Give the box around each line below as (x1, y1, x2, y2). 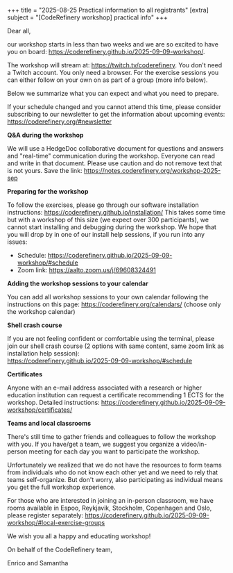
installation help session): (7, 349, 80, 357)
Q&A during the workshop (7, 131, 84, 139)
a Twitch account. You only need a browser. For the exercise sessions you (7, 69, 219, 76)
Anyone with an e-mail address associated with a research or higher (7, 383, 202, 392)
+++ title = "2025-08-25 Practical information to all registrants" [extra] (7, 6, 209, 14)
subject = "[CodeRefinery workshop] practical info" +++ (7, 13, 168, 22)
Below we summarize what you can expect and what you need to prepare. (7, 90, 219, 97)
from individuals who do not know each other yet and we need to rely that (7, 468, 218, 476)
